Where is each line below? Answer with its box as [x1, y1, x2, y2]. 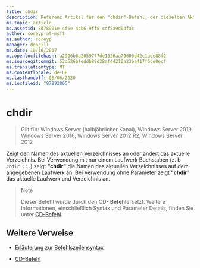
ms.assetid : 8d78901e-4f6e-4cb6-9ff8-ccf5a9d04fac [6, 25, 135, 31]
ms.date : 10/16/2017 [6, 48, 58, 53]
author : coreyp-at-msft [6, 31, 65, 37]
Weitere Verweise [6, 228, 74, 238]
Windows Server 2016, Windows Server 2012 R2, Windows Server [20, 132, 183, 139]
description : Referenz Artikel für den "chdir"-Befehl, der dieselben [6, 14, 185, 20]
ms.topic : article [6, 20, 52, 26]
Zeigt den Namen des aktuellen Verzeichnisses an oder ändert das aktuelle [6, 150, 190, 157]
